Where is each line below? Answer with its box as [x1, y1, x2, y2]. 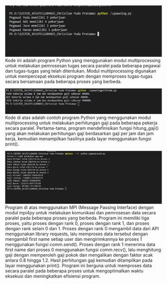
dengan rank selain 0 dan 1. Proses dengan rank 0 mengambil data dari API [5, 226, 159, 231]
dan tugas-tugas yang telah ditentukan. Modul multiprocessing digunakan [5, 68, 157, 74]
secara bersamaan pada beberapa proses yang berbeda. [5, 79, 122, 85]
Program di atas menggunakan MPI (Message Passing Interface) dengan [5, 204, 154, 210]
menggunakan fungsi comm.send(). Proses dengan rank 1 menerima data [5, 242, 156, 247]
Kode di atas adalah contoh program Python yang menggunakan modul [5, 115, 151, 121]
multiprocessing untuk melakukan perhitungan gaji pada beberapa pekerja [5, 120, 158, 126]
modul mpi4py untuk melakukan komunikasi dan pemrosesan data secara [5, 210, 156, 215]
